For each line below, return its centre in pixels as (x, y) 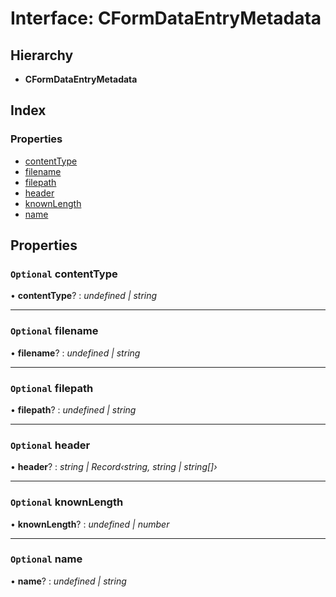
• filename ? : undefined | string (75, 353)
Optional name (46, 559)
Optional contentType (64, 274)
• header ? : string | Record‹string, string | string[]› (114, 467)
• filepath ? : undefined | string (73, 409)
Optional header (50, 445)
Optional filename (54, 331)
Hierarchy (42, 55)
